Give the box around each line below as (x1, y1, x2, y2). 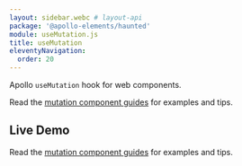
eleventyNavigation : (9, 47, 87, 56)
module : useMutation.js (9, 30, 99, 39)
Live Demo (9, 123, 70, 138)
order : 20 (17, 55, 54, 64)
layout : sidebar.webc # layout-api (9, 13, 143, 22)
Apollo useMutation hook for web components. (9, 80, 182, 90)
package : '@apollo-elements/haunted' (9, 22, 151, 31)
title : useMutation (9, 38, 83, 48)
